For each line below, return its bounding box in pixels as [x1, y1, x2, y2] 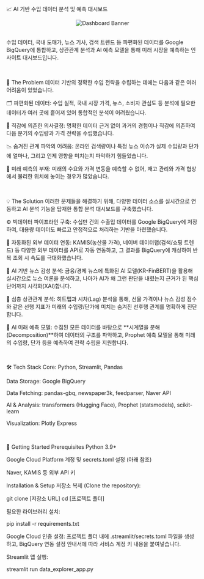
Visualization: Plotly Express [6, 419, 78, 427]
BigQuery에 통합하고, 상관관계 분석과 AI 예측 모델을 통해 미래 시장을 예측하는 [6, 46, 190, 53]
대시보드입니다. [22, 54, 59, 61]
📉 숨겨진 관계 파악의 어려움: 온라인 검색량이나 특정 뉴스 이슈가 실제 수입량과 [6, 142, 188, 150]
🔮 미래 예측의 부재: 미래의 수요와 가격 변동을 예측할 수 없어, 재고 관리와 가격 [6, 165, 185, 172]
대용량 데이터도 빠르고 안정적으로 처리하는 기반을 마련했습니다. [19, 226, 168, 233]
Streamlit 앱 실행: [6, 553, 48, 561]
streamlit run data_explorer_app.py [6, 566, 93, 573]
